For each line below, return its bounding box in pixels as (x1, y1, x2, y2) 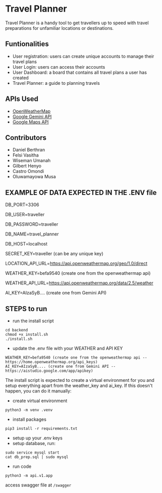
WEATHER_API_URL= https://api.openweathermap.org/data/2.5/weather (5, 280, 153, 286)
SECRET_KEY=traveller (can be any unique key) (5, 251, 104, 257)
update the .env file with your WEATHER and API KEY (12, 346, 123, 351)
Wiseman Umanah (12, 158, 51, 164)
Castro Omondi (12, 168, 44, 174)
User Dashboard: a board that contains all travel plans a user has (12, 69, 147, 75)
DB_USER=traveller (5, 212, 45, 218)
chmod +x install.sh (5, 332, 49, 337)
